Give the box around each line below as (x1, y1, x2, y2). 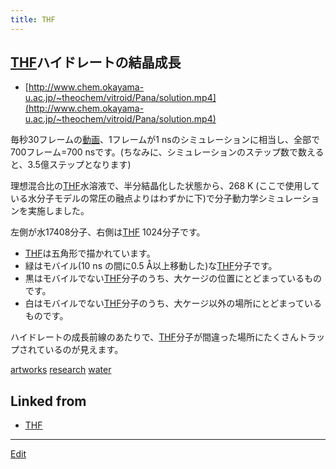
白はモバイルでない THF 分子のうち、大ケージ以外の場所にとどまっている (24, 297, 322, 310)
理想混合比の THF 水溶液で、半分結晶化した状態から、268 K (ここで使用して (10, 180, 321, 192)
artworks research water (10, 364, 112, 376)
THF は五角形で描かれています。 (24, 247, 156, 260)
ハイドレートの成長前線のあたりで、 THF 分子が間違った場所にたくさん (10, 331, 299, 343)
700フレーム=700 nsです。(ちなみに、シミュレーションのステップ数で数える (10, 146, 325, 158)
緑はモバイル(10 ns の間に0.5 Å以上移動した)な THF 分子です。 (24, 260, 278, 272)
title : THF (10, 14, 56, 25)
